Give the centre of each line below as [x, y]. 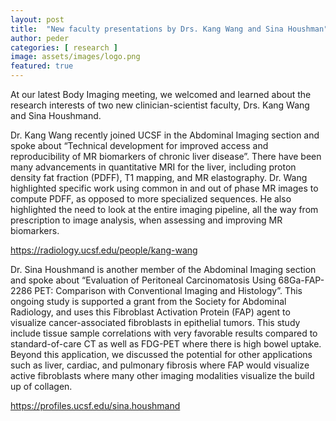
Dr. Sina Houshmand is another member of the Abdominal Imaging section [163, 269]
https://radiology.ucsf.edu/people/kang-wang [104, 250]
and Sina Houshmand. [56, 115]
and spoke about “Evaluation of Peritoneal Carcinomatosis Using [143, 280]
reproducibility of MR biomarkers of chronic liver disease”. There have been [166, 156]
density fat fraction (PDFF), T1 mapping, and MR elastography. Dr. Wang [159, 177]
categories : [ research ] [64, 47]
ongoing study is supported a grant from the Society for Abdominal [148, 301]
